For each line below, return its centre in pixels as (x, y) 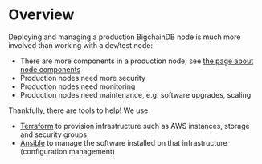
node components (50, 69)
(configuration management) (67, 151)
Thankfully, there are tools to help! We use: (79, 110)
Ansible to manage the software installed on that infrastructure (123, 142)
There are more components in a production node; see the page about (137, 61)
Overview (41, 15)
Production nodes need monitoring (78, 86)
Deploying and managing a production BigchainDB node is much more (125, 37)
